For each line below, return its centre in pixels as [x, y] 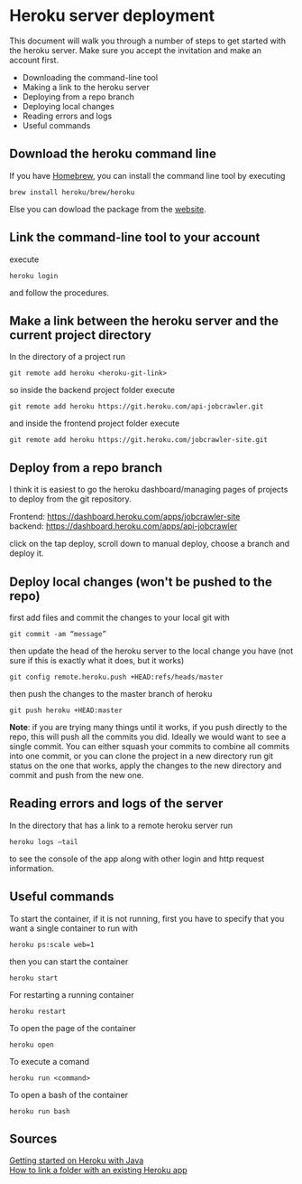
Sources [33, 1139]
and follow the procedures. [59, 292]
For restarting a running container [72, 994]
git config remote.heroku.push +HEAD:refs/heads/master [116, 677]
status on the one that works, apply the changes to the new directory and [146, 766]
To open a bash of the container [69, 1095]
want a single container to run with [73, 928]
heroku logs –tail [44, 841]
